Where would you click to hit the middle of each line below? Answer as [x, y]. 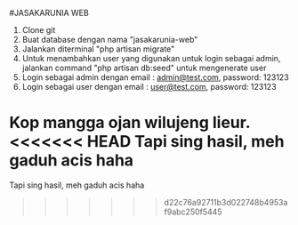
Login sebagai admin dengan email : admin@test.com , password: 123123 [155, 77]
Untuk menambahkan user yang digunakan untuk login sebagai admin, [151, 58]
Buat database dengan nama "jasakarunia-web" [110, 40]
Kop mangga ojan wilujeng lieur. [130, 123]
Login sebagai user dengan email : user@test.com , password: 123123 [149, 87]
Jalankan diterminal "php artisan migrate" [98, 49]
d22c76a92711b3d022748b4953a [226, 202]
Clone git [39, 30]
